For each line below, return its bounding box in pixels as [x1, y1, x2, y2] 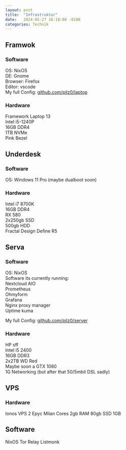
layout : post [5, 7, 33, 13]
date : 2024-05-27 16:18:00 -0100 [5, 17, 81, 22]
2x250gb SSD [5, 217, 35, 223]
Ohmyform [5, 291, 28, 297]
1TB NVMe [5, 129, 27, 136]
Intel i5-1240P [5, 119, 35, 125]
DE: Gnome [5, 72, 29, 79]
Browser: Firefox [5, 78, 40, 84]
